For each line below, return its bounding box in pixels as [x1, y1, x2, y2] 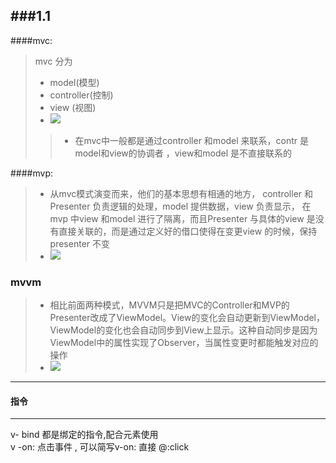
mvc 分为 [34, 55, 73, 67]
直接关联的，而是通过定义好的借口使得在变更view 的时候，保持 [58, 225, 318, 237]
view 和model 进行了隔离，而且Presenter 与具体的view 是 [79, 212, 316, 224]
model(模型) [49, 76, 100, 88]
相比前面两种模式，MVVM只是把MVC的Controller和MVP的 [49, 299, 290, 311]
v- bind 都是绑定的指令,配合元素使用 [10, 429, 159, 441]
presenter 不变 [49, 237, 111, 249]
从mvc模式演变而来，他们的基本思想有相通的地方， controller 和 [49, 187, 314, 199]
